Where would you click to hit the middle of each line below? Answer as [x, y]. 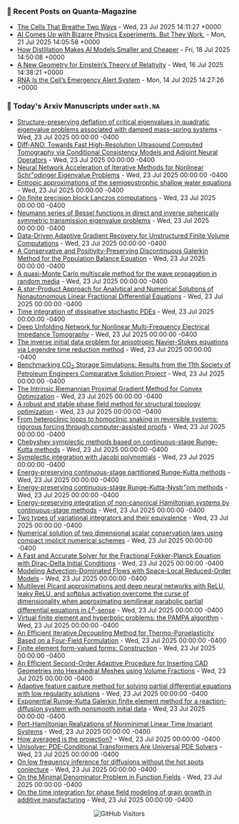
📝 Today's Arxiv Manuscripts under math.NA [83, 106]
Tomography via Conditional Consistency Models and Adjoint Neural [117, 152]
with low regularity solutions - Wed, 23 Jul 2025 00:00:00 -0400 [112, 694]
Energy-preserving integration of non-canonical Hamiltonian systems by [123, 503]
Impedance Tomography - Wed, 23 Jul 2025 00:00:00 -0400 [107, 334]
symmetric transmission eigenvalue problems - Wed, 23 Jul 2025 [113, 220]
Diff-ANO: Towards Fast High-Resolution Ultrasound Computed [110, 144]
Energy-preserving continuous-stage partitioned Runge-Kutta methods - [124, 472]
